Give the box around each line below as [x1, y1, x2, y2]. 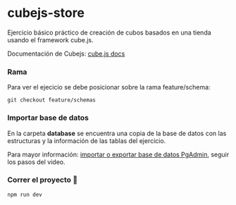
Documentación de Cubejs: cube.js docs [7, 49, 125, 58]
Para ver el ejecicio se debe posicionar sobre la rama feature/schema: [7, 83, 211, 92]
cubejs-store [7, 5, 85, 21]
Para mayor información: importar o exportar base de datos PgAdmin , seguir [7, 150, 230, 159]
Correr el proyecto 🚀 [7, 175, 78, 185]
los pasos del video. [7, 157, 66, 166]
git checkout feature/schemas [7, 97, 97, 104]
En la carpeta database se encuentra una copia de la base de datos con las [7, 129, 227, 137]
